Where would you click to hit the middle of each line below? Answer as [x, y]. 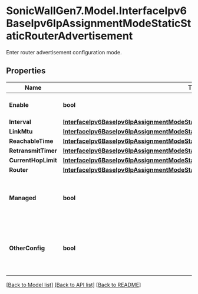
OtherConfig [27, 248]
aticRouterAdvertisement [70, 36]
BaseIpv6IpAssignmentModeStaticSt [99, 23]
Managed [23, 198]
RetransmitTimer [33, 151]
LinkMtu [21, 131]
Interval [20, 122]
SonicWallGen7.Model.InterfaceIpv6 [97, 11]
